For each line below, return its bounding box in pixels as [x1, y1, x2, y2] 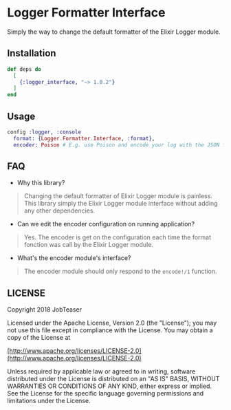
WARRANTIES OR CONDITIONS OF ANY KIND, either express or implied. [7, 382, 212, 390]
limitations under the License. [7, 397, 91, 405]
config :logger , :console [7, 129, 81, 136]
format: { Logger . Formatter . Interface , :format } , [13, 135, 155, 142]
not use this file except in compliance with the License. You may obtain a [7, 326, 213, 334]
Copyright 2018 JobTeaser [7, 305, 82, 314]
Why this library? [16, 179, 65, 187]
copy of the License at [7, 334, 71, 342]
